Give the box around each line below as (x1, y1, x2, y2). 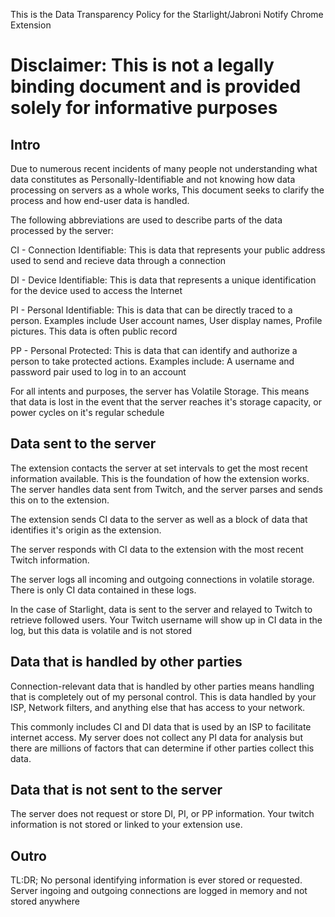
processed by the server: (10, 225, 114, 236)
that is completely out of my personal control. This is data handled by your (10, 690, 317, 703)
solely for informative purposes (10, 97, 278, 119)
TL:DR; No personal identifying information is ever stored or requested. (10, 874, 303, 886)
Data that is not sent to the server (10, 782, 223, 799)
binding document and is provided (10, 75, 302, 98)
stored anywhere (10, 895, 80, 908)
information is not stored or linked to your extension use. (10, 819, 243, 831)
